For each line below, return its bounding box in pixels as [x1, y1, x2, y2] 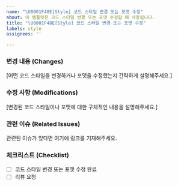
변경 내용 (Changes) [6, 58, 64, 66]
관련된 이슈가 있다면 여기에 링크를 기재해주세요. [6, 134, 117, 142]
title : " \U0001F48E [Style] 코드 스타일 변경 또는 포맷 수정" [6, 20, 146, 26]
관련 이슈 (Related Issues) [6, 119, 81, 128]
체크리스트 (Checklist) [6, 151, 69, 159]
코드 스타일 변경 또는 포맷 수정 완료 [14, 166, 97, 173]
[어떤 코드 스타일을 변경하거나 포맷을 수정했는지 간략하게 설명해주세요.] [6, 72, 173, 79]
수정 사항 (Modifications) [6, 88, 78, 97]
